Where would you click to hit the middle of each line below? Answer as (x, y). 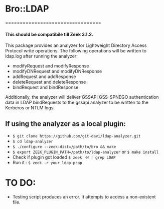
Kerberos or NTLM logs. (30, 108)
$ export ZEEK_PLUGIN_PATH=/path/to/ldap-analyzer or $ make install (86, 152)
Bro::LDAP (27, 9)
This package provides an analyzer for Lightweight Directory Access (76, 45)
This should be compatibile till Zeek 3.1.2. (49, 34)
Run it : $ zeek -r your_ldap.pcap (47, 162)
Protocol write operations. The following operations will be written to (76, 51)
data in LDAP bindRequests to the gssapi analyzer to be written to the (77, 102)
